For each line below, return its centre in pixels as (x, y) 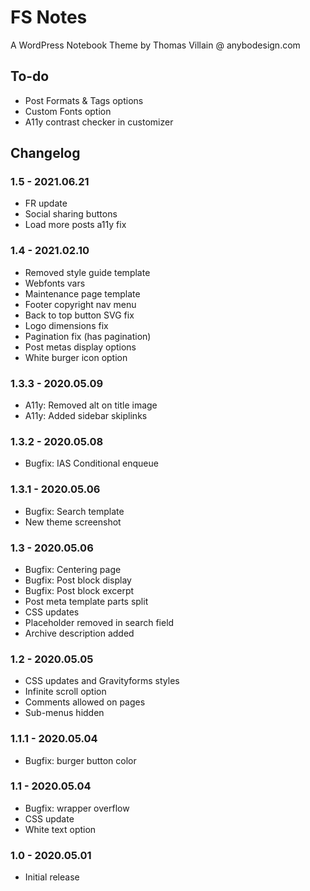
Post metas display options (80, 347)
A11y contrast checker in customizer (99, 122)
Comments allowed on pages (85, 702)
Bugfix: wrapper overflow (77, 808)
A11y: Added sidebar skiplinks (86, 416)
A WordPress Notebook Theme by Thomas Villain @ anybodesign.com (155, 45)
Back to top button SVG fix (79, 315)
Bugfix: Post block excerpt (79, 590)
